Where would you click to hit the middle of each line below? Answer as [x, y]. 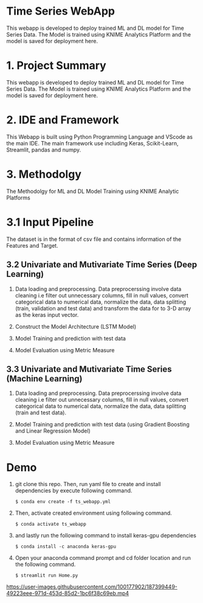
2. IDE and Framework [63, 120]
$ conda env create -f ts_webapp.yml [63, 502]
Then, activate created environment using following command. [93, 513]
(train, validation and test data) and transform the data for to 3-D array [103, 308]
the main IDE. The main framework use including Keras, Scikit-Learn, [92, 143]
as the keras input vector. [47, 315]
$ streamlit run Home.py [46, 576]
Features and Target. [33, 245]
